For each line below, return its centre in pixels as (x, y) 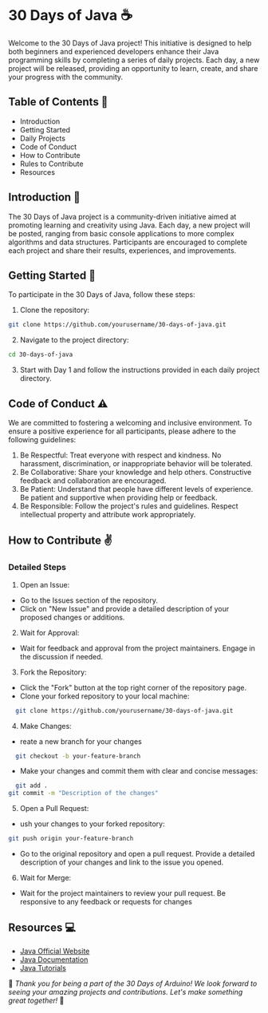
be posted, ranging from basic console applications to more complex (121, 233)
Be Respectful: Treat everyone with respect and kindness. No (120, 455)
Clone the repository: (55, 310)
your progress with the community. (66, 77)
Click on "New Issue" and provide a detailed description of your (124, 608)
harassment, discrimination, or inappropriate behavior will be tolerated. (136, 463)
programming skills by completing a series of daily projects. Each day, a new (134, 60)
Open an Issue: (45, 584)
